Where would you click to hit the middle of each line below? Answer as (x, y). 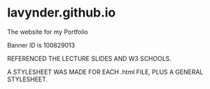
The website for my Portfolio (48, 32)
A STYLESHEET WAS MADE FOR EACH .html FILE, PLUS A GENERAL (105, 72)
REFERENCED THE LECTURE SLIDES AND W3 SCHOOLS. (89, 58)
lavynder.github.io (62, 13)
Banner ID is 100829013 (41, 45)
